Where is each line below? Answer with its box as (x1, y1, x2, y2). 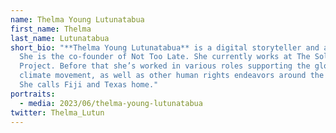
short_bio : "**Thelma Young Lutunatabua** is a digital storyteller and (10, 42, 320, 53)
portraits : (10, 89, 56, 99)
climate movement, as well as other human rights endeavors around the (19, 71, 325, 81)
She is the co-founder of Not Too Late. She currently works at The (19, 52, 311, 62)
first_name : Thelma (10, 24, 92, 34)
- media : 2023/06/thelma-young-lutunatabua (19, 98, 203, 108)
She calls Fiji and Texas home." (19, 80, 159, 90)
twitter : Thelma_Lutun (10, 107, 105, 118)
